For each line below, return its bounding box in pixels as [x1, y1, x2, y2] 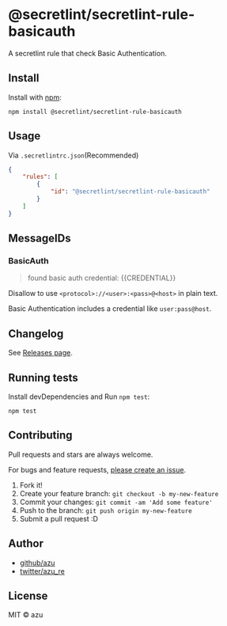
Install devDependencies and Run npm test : [8, 392, 150, 401]
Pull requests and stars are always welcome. [8, 450, 153, 459]
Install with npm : [8, 93, 62, 102]
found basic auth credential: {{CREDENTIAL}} [27, 273, 176, 283]
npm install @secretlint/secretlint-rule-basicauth [8, 108, 182, 116]
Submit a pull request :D [19, 514, 99, 523]
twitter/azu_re [19, 566, 65, 575]
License [8, 590, 48, 603]
